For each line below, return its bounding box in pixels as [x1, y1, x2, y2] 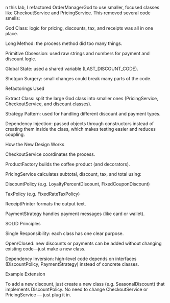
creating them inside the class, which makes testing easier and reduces [5, 126, 156, 132]
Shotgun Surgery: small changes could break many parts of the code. [5, 76, 152, 81]
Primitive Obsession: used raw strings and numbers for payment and [5, 51, 150, 56]
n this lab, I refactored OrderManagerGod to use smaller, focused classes [5, 5, 160, 10]
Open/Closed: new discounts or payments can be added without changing [5, 240, 162, 246]
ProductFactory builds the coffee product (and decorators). [5, 161, 130, 167]
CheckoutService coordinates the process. [5, 151, 95, 157]
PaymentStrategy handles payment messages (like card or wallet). [5, 211, 145, 217]
